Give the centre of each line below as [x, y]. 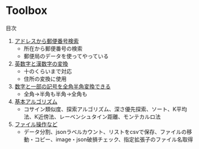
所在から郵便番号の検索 [53, 48]
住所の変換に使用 [45, 79]
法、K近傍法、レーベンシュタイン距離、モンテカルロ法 [92, 116]
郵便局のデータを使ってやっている [66, 56]
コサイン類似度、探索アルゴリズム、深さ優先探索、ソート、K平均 [105, 109]
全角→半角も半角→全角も [55, 94]
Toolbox [26, 11]
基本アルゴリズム [36, 101]
